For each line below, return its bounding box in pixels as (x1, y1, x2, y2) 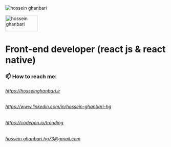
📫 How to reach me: (5, 73, 57, 80)
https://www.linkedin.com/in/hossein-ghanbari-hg (5, 103, 112, 110)
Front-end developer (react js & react (5, 44, 166, 55)
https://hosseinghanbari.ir (5, 87, 60, 94)
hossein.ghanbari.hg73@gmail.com (5, 135, 81, 141)
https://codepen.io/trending (5, 119, 64, 125)
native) (5, 54, 36, 66)
